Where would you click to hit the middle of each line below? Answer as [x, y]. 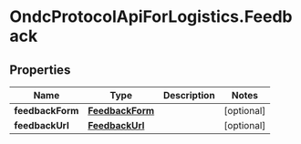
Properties [40, 70]
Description [189, 95]
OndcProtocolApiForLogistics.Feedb [151, 17]
